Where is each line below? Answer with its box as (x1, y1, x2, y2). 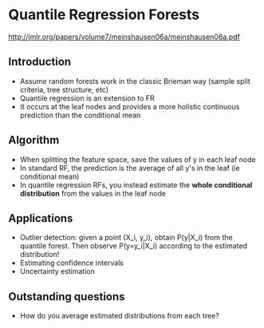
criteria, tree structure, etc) (19, 85, 109, 94)
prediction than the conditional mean (19, 110, 141, 120)
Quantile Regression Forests (8, 6, 200, 24)
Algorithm (8, 133, 60, 147)
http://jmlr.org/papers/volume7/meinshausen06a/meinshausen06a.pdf (8, 32, 241, 41)
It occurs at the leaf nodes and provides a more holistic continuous (19, 101, 240, 111)
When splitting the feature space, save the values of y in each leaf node (19, 154, 257, 164)
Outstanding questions (8, 290, 125, 303)
